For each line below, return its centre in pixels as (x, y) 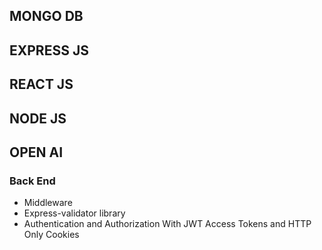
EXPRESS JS (49, 50)
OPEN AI (36, 152)
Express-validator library (74, 213)
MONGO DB (46, 16)
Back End (32, 181)
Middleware (48, 203)
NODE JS (38, 118)
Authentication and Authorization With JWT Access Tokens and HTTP (167, 224)
